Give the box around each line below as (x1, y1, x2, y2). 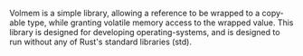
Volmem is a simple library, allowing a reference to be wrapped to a (9, 8, 260, 18)
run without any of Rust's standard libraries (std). (9, 36, 193, 47)
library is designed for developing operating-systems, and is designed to (9, 27, 280, 37)
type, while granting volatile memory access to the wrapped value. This (26, 17, 294, 28)
